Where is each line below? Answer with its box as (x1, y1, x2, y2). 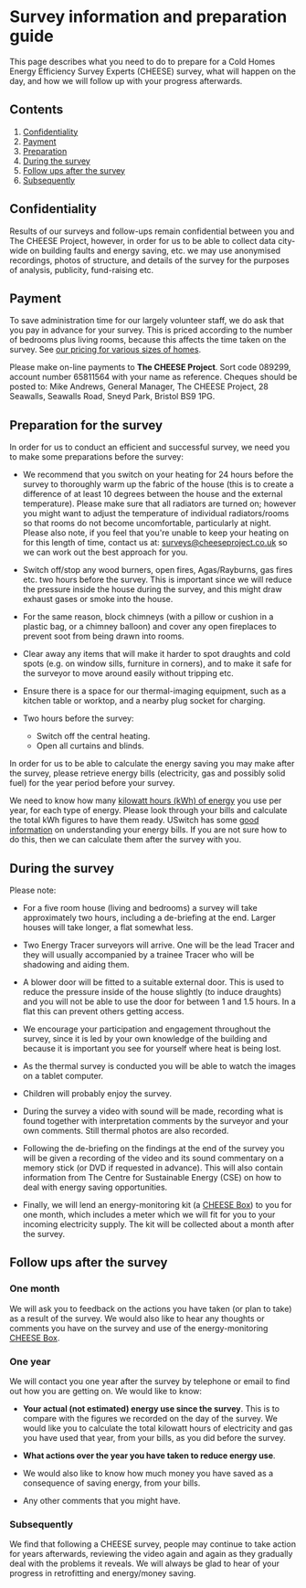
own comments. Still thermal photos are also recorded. (22, 1126, 229, 1136)
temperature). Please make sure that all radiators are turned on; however (22, 498, 297, 509)
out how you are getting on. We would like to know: (9, 1385, 203, 1396)
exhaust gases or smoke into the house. (22, 594, 174, 605)
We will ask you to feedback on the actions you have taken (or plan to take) (9, 1303, 292, 1314)
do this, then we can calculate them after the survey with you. (9, 834, 242, 845)
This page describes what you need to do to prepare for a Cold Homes (9, 56, 276, 67)
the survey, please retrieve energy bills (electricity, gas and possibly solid (9, 768, 286, 778)
